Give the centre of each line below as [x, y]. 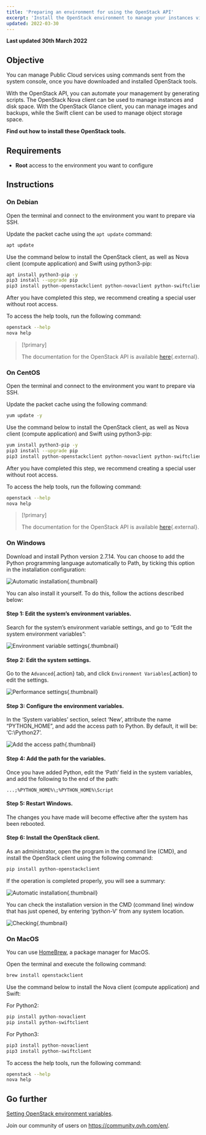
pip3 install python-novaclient [48, 1045]
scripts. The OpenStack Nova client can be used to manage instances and [100, 100]
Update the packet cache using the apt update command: [79, 234]
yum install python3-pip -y [42, 445]
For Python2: [23, 1006]
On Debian [22, 202]
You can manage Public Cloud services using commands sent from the [96, 75]
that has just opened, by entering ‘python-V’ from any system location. [96, 911]
